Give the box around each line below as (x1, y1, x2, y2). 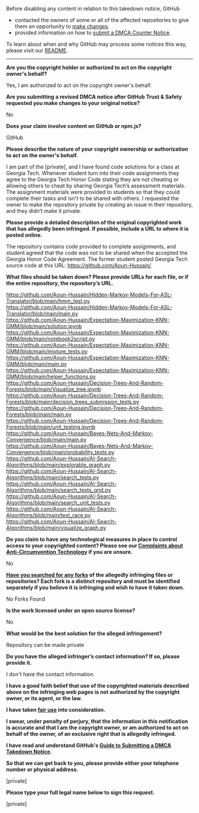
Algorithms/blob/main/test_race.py (6, 512, 91, 518)
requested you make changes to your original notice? (6, 100, 140, 106)
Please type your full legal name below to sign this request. (6, 789, 155, 796)
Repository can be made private (6, 642, 85, 648)
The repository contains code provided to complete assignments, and (6, 243, 176, 250)
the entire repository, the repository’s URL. (6, 280, 114, 286)
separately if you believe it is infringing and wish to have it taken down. (6, 584, 185, 591)
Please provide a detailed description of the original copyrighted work (6, 219, 182, 226)
